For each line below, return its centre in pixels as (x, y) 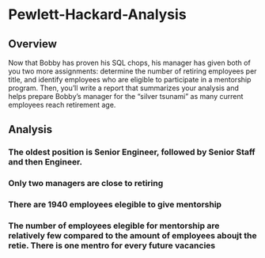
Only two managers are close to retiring (86, 184)
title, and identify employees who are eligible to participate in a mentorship (130, 80)
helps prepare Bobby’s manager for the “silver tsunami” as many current (126, 96)
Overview (33, 44)
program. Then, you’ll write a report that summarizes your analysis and (123, 88)
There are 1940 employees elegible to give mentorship (115, 205)
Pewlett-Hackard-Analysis (98, 15)
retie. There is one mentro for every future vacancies (112, 245)
